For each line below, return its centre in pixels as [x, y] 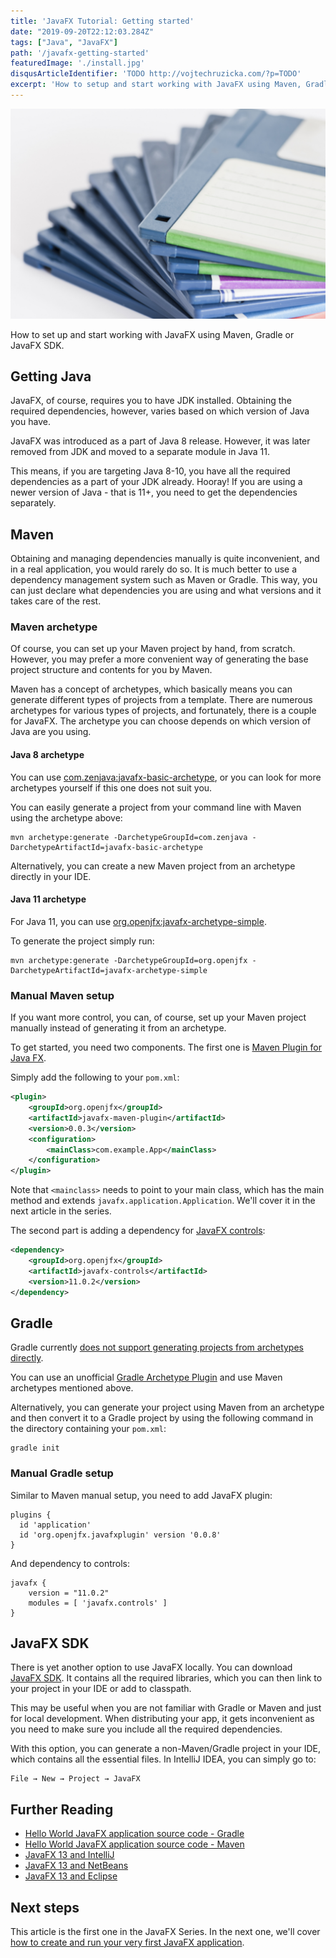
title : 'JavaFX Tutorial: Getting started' [102, 21]
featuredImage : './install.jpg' [77, 63]
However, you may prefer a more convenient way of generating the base [159, 659]
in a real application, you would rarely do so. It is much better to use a [154, 569]
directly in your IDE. [51, 876]
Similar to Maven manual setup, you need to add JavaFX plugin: [141, 1495]
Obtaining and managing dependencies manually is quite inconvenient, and [165, 559]
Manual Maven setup [62, 995]
